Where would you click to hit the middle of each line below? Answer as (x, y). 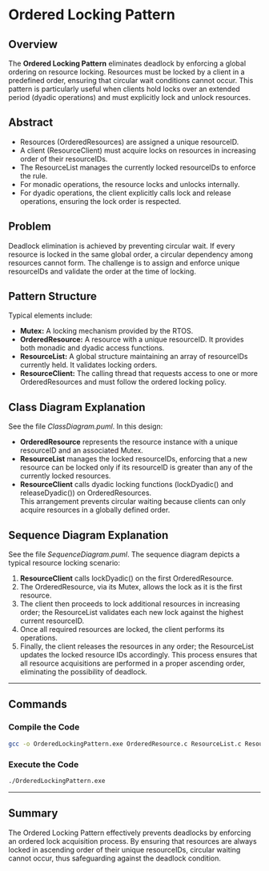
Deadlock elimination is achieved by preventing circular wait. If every (122, 246)
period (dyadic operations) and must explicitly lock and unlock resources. (129, 97)
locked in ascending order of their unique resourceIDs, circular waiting (124, 849)
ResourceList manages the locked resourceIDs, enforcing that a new (134, 459)
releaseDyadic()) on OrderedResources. (86, 493)
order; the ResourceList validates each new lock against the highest (132, 613)
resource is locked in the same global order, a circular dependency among (131, 254)
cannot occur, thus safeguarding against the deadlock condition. (115, 858)
